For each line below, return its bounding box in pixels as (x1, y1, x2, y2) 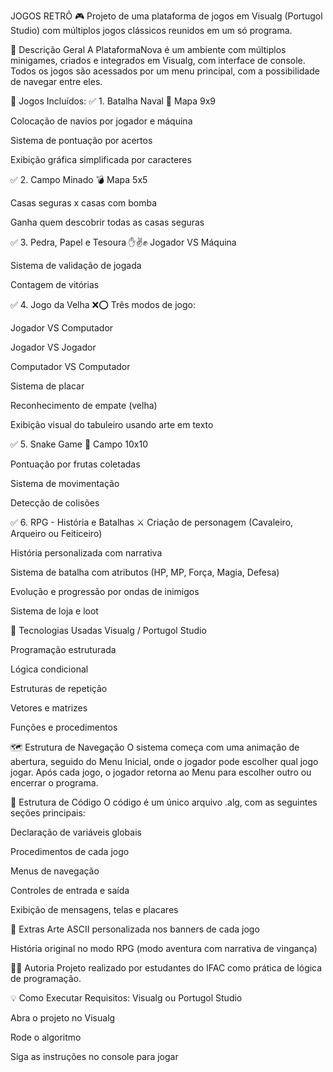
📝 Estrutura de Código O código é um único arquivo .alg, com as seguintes (10, 796, 318, 808)
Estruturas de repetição (10, 683, 108, 694)
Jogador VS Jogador (10, 341, 97, 353)
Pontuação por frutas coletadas (10, 458, 141, 470)
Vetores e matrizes (10, 702, 88, 714)
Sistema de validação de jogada (10, 260, 142, 271)
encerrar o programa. (10, 777, 99, 789)
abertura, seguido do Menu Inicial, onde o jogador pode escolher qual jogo (10, 756, 319, 767)
